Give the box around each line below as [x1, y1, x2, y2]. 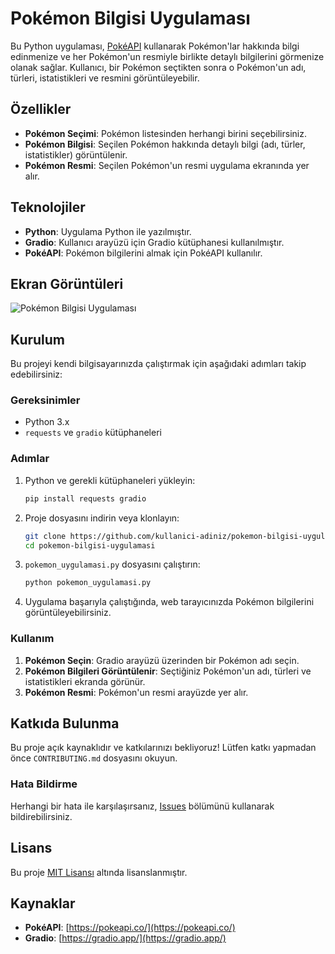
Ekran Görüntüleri [10, 275, 124, 292]
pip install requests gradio [24, 493, 147, 504]
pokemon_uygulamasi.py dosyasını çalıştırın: [24, 558, 201, 571]
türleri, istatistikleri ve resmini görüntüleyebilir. [10, 72, 200, 84]
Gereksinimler [10, 393, 81, 407]
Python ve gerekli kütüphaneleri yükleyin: [24, 474, 196, 486]
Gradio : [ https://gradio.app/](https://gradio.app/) [24, 932, 227, 944]
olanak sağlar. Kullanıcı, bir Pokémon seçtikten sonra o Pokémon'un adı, [10, 61, 307, 73]
